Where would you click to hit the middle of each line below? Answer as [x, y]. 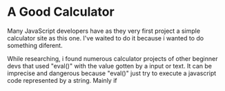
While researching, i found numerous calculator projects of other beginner [112, 58]
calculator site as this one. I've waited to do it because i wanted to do [106, 38]
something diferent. [35, 45]
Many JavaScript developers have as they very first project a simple [104, 31]
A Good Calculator [61, 12]
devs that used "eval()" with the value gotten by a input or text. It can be [110, 66]
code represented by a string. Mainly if [62, 80]
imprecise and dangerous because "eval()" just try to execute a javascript [112, 73]
